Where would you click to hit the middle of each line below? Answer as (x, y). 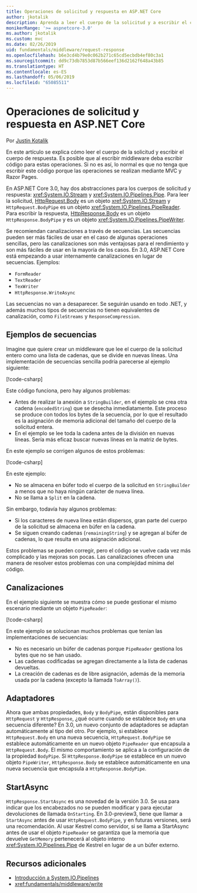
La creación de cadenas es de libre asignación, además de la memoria (100, 674)
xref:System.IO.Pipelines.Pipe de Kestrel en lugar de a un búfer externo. (93, 845)
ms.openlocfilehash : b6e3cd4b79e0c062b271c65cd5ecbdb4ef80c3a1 (85, 55)
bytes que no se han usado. (48, 655)
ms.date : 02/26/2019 (31, 45)
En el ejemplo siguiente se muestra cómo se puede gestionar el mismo (91, 602)
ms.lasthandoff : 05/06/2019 (40, 77)
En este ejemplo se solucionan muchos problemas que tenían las (84, 631)
